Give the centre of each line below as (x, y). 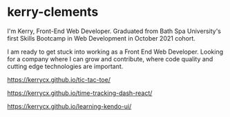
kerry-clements (53, 12)
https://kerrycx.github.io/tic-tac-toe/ (59, 79)
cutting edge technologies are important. (65, 66)
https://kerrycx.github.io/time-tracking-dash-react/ (80, 93)
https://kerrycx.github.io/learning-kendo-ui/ (69, 106)
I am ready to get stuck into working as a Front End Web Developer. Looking (115, 52)
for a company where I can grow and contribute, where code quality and (110, 58)
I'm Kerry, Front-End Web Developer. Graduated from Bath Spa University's (114, 31)
